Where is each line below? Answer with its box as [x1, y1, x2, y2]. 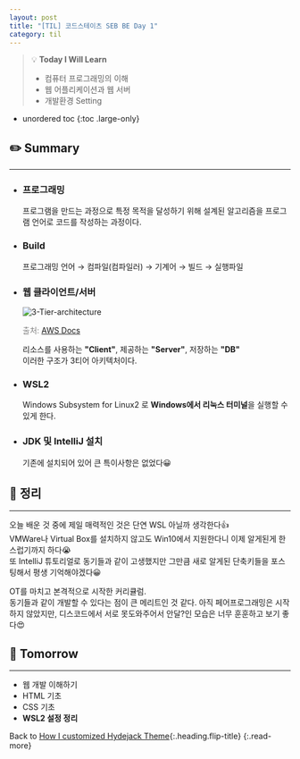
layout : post [9, 13, 58, 22]
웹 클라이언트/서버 [21, 285, 96, 298]
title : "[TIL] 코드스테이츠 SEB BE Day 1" [9, 21, 159, 30]
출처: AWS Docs [21, 325, 80, 336]
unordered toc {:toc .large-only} [21, 114, 140, 124]
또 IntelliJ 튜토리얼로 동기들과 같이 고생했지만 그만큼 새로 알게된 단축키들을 [9, 556, 270, 567]
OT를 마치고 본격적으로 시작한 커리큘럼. [9, 586, 147, 597]
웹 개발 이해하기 [21, 679, 78, 690]
